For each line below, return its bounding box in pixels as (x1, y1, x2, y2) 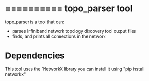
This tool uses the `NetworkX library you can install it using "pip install (5, 66, 145, 72)
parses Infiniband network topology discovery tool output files (12, 28, 136, 34)
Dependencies (5, 50, 65, 61)
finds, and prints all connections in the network (12, 33, 106, 39)
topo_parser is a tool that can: (5, 19, 64, 25)
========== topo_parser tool (5, 3, 133, 14)
